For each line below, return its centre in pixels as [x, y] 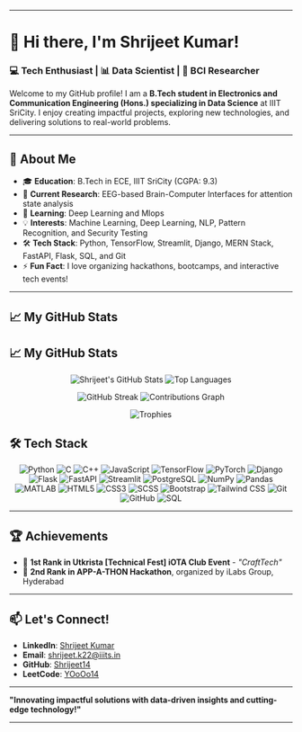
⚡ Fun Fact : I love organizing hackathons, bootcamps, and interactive [151, 266]
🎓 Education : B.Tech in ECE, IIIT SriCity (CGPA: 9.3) [120, 182]
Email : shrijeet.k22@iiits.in [71, 655]
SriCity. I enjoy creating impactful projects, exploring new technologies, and [150, 112]
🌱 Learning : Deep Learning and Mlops [93, 213]
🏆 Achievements [59, 536]
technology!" [56, 709]
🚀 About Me [43, 159]
